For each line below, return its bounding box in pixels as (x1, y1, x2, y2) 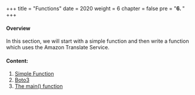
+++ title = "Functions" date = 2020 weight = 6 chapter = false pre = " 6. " (6, 5, 185, 12)
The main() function (14, 83, 63, 90)
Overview (6, 25, 31, 32)
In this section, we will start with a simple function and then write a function (6, 38, 190, 45)
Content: (6, 57, 28, 64)
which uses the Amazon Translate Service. (6, 44, 110, 51)
